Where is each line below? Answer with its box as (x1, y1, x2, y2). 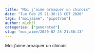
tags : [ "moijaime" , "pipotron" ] (5, 16, 71, 21)
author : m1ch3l (5, 20, 36, 26)
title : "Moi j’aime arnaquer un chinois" (5, 7, 91, 12)
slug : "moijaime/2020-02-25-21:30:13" (5, 29, 84, 34)
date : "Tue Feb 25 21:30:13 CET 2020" (5, 12, 84, 16)
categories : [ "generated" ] (5, 25, 60, 30)
